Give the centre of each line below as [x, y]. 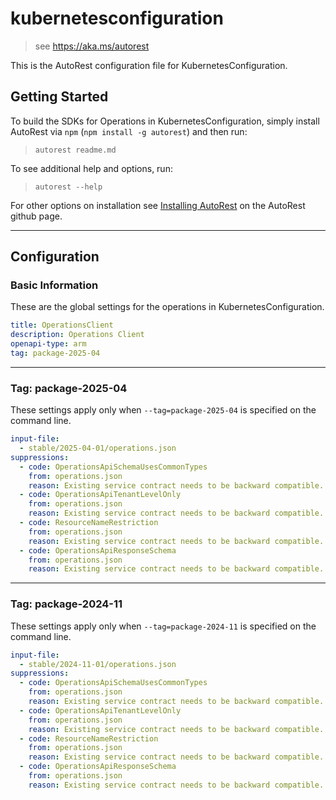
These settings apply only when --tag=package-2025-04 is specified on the [163, 410]
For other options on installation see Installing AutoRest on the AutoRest [158, 205]
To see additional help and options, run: [91, 168]
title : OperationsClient [62, 325]
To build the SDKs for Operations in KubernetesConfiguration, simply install [165, 121]
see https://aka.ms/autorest [92, 46]
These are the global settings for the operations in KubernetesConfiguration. [167, 307]
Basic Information [54, 285]
